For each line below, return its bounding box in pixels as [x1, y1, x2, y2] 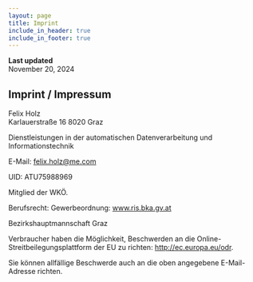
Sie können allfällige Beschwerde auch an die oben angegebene [8, 258, 219, 268]
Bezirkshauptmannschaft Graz [8, 219, 109, 228]
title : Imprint [8, 19, 59, 27]
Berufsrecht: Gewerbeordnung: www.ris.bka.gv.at [8, 203, 172, 212]
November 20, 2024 [8, 65, 75, 74]
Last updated [8, 56, 53, 66]
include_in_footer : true [8, 34, 91, 42]
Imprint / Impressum [8, 87, 112, 101]
